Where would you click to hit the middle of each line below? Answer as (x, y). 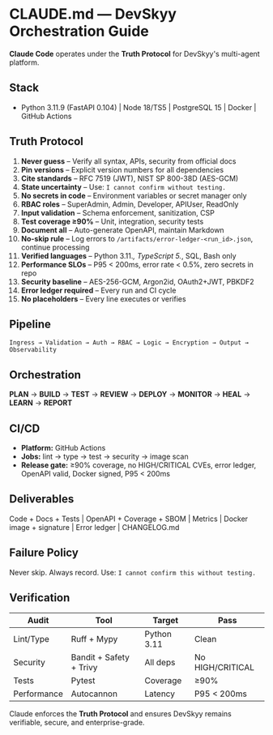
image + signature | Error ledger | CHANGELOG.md (94, 527)
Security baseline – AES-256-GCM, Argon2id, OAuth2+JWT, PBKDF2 (137, 281)
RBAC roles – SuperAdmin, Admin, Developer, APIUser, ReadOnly (130, 204)
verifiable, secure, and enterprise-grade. (77, 723)
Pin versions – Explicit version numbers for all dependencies (122, 169)
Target (166, 621)
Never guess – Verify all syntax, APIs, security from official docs (128, 161)
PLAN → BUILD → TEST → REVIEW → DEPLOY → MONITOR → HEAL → (130, 395)
